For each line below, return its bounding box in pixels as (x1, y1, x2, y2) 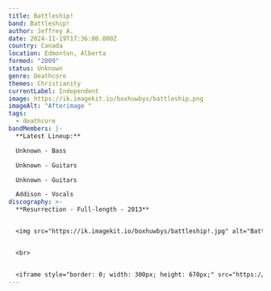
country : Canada (8, 42, 63, 50)
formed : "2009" (8, 57, 60, 65)
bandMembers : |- (8, 124, 63, 133)
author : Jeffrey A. (8, 27, 74, 35)
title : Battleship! (8, 11, 74, 20)
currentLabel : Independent (8, 86, 99, 95)
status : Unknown (8, 65, 63, 73)
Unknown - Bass (15, 146, 67, 154)
